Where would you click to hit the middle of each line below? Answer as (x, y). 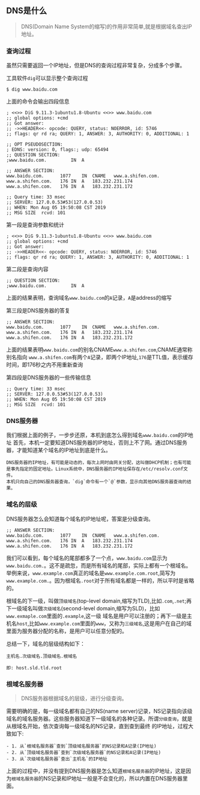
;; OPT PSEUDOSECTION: (35, 144)
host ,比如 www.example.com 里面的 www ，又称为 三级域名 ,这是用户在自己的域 (105, 623)
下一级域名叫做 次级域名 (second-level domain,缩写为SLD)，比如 (83, 608)
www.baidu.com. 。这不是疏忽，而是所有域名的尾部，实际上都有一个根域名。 (99, 565)
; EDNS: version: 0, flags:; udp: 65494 (58, 150)
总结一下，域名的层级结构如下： (46, 643)
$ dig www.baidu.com (32, 90)
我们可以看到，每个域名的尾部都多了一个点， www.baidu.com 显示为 (87, 558)
